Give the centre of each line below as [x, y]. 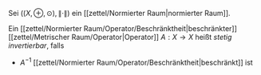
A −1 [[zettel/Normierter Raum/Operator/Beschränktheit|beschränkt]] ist [136, 62]
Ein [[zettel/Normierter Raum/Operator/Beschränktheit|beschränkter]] [123, 28]
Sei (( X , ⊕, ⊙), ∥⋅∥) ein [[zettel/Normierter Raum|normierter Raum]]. [119, 13]
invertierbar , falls [36, 45]
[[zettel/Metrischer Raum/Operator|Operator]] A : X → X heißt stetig [120, 37]
